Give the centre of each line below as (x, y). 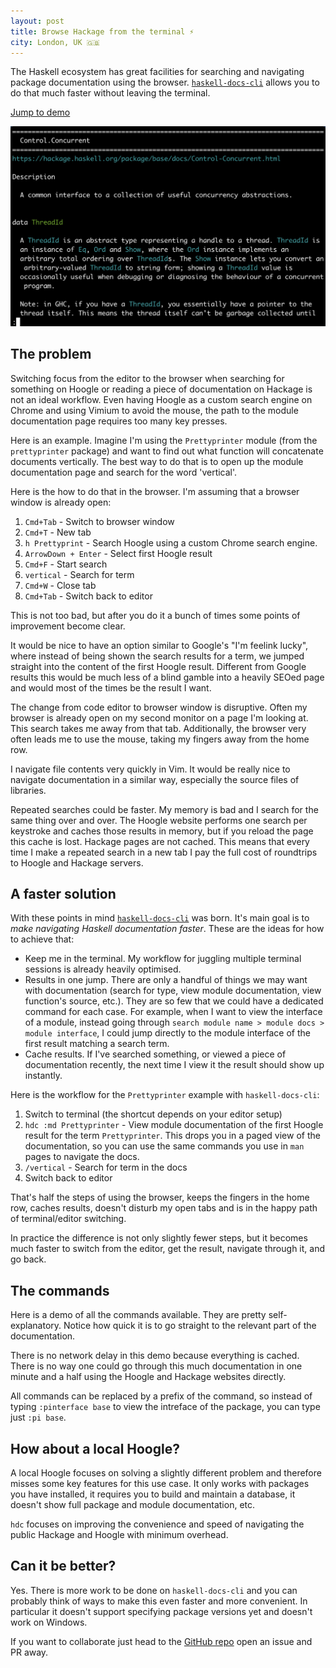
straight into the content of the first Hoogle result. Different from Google (158, 666)
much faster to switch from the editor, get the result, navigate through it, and (167, 1249)
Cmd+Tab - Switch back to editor (88, 596)
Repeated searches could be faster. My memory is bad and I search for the (164, 809)
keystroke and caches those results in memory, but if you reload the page (162, 831)
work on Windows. (49, 1622)
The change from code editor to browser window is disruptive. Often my (159, 707)
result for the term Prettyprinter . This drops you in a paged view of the (172, 1136)
